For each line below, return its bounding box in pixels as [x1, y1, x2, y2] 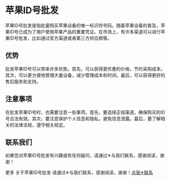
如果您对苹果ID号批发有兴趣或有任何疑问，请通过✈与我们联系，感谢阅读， [5, 153, 160, 159]
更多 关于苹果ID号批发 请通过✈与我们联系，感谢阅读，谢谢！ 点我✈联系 [5, 169, 153, 175]
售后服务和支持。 [5, 78, 41, 84]
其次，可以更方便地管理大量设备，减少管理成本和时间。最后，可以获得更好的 [5, 72, 165, 78]
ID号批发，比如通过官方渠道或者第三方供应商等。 [9, 35, 112, 41]
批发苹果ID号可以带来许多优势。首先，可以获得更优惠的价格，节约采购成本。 [5, 65, 165, 71]
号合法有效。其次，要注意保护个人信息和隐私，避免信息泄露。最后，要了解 [5, 115, 161, 122]
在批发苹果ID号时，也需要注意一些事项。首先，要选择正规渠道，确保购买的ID [5, 109, 165, 115]
